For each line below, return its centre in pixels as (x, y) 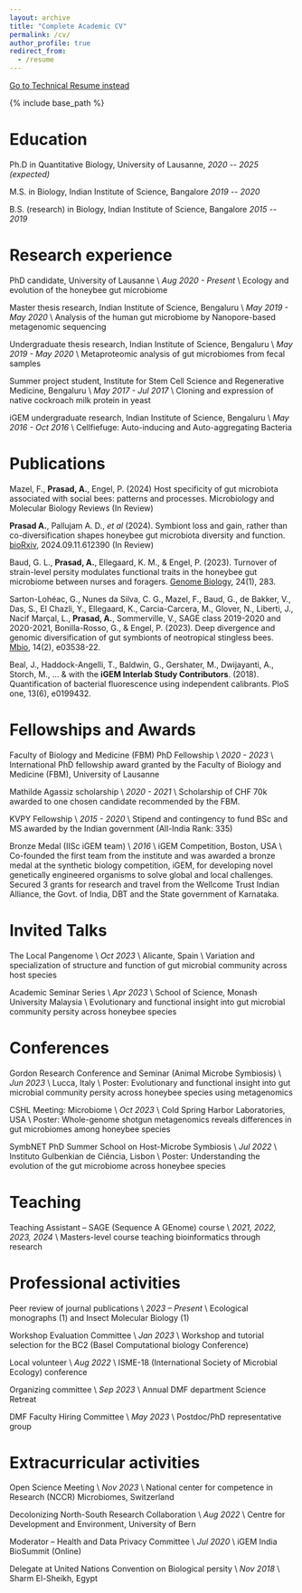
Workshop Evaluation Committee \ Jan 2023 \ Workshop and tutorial (137, 1335)
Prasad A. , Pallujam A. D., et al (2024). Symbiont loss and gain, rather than (148, 525)
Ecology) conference (48, 1371)
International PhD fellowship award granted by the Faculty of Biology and (146, 764)
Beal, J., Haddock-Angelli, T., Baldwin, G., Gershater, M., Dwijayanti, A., (142, 665)
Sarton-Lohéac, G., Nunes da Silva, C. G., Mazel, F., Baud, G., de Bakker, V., (150, 599)
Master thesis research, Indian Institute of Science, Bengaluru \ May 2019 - (149, 307)
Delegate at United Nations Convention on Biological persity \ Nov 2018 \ (145, 1569)
